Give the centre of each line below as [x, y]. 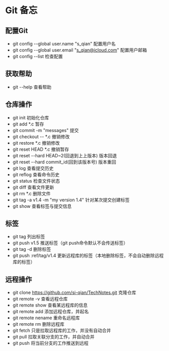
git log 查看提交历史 [33, 168]
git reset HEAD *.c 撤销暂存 [41, 149]
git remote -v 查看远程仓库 [40, 299]
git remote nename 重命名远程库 [46, 318]
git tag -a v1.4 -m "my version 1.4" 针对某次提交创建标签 [71, 200]
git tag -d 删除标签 [32, 249]
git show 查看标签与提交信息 [42, 206]
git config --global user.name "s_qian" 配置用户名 [64, 44]
